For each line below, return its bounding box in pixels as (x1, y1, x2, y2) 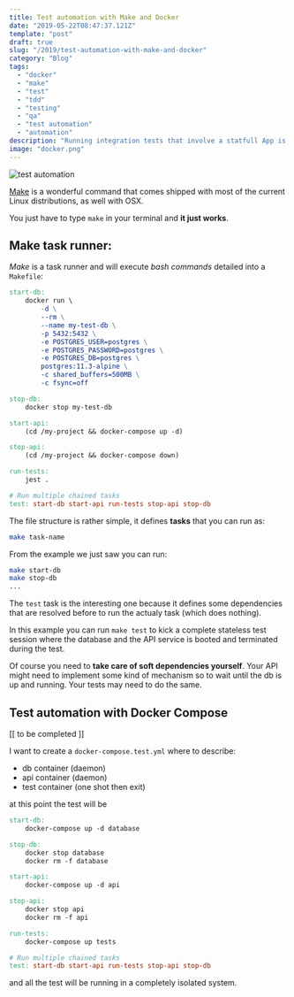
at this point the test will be (9, 799, 108, 809)
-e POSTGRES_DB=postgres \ (41, 354, 140, 363)
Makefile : (9, 271, 44, 281)
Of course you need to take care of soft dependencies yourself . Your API (9, 661, 278, 671)
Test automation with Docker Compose (9, 705, 229, 720)
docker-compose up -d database (25, 824, 140, 832)
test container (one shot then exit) (21, 782, 146, 792)
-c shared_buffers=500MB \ (41, 371, 140, 380)
